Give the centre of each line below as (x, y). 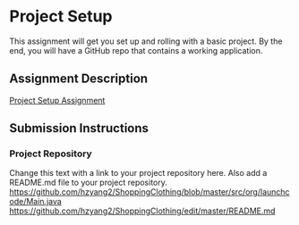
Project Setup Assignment (57, 100)
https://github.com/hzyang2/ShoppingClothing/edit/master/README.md (142, 211)
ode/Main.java (36, 202)
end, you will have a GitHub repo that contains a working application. (136, 50)
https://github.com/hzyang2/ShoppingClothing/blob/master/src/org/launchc (149, 192)
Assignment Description (79, 79)
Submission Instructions (79, 128)
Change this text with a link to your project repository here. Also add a (138, 173)
